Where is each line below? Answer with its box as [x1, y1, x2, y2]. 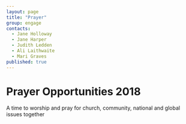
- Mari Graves [11, 53, 47, 59]
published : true [6, 59, 47, 65]
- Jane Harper [11, 37, 47, 43]
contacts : [6, 25, 31, 32]
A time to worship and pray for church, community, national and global [6, 104, 181, 111]
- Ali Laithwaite [11, 48, 55, 54]
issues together [6, 111, 45, 118]
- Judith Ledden [11, 43, 52, 49]
